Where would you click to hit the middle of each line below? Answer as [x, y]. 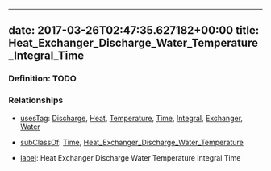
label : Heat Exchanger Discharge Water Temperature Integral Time [130, 157]
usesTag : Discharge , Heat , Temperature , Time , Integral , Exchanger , [131, 118]
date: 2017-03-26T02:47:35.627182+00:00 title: [134, 30]
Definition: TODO [42, 79]
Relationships [36, 100]
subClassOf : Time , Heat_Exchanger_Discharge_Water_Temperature [131, 142]
